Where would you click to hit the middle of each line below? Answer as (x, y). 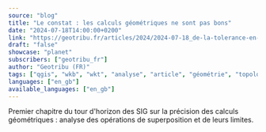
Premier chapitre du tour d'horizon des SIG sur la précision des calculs (123, 111)
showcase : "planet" (40, 52)
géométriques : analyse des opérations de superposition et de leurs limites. (131, 120)
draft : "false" (33, 45)
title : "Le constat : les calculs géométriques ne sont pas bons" (120, 23)
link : (17, 38)
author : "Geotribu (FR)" (49, 67)
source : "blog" (33, 15)
